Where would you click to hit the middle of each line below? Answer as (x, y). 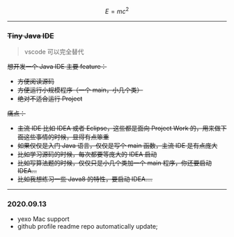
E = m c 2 (117, 11)
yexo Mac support (43, 219)
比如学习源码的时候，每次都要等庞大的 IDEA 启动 (87, 154)
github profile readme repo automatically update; (87, 227)
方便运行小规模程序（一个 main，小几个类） (80, 90)
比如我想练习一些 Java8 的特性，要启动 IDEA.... (85, 179)
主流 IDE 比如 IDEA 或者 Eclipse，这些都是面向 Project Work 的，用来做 (119, 128)
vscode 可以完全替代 (54, 51)
